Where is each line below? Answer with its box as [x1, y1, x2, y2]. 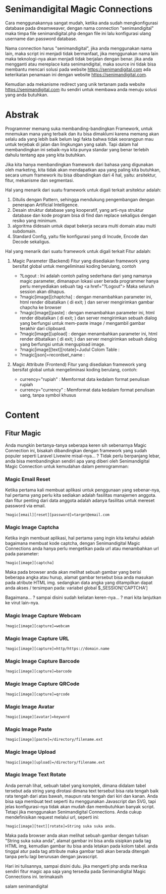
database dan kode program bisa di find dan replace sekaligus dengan [12, 212, 157, 218]
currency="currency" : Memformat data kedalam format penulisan [19, 387, 155, 393]
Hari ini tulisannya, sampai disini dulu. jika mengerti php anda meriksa [5, 863, 148, 869]
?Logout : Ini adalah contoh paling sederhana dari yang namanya [19, 273, 152, 279]
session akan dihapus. [19, 289, 65, 295]
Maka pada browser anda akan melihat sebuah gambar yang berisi [5, 569, 141, 575]
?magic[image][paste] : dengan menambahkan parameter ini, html [19, 309, 155, 315]
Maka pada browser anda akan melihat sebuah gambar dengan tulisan [5, 832, 149, 838]
